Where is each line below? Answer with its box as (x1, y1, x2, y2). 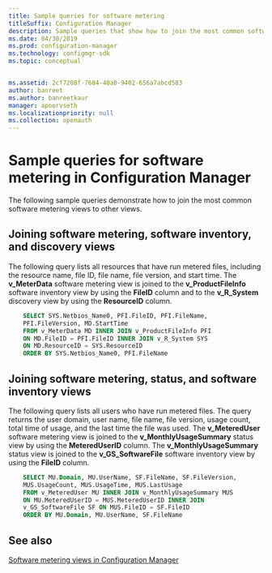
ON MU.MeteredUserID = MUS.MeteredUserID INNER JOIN (23, 496, 205, 504)
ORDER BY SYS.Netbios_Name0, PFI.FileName (23, 349, 168, 357)
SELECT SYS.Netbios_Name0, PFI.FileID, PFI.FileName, (23, 311, 208, 320)
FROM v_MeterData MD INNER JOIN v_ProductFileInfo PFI (23, 327, 212, 335)
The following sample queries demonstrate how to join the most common (8, 195, 253, 205)
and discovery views (8, 240, 116, 254)
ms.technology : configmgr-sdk (8, 49, 111, 58)
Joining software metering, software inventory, (8, 228, 252, 242)
